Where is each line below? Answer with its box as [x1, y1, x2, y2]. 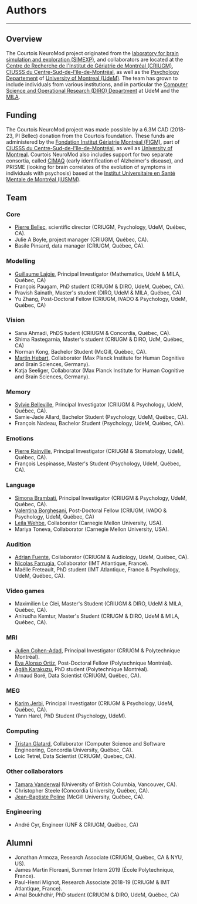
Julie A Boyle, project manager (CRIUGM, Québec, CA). [14, 236, 148, 243]
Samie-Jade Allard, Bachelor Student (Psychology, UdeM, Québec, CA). [14, 414, 189, 421]
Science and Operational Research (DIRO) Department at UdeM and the [6, 87, 179, 94]
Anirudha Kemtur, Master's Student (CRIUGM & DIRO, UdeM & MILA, [14, 612, 180, 619]
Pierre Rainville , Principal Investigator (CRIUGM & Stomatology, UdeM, [14, 448, 184, 455]
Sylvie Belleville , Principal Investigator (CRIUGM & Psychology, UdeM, [14, 401, 184, 408]
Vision [6, 316, 25, 324]
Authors [6, 4, 47, 17]
